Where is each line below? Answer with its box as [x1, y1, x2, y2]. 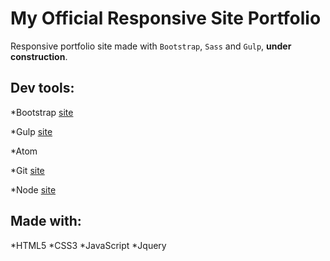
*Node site [10, 183, 57, 196]
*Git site [10, 164, 45, 176]
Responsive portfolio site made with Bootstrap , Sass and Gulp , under [10, 40, 292, 52]
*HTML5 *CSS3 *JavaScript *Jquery [10, 239, 167, 251]
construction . [10, 50, 68, 62]
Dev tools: [10, 80, 75, 97]
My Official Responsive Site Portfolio [10, 7, 322, 30]
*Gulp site [10, 125, 53, 137]
